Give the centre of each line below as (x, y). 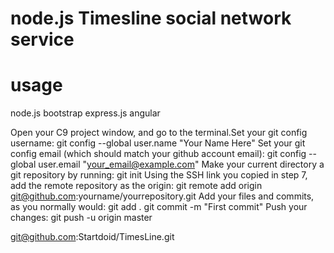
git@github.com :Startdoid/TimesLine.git (92, 237)
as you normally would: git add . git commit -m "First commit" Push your (159, 207)
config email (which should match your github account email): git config (158, 154)
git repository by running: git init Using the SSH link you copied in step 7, (159, 175)
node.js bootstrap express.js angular (85, 113)
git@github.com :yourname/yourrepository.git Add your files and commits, (162, 196)
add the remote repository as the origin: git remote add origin (136, 186)
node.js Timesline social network (151, 18)
